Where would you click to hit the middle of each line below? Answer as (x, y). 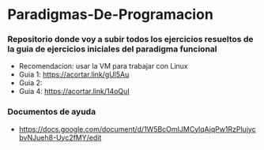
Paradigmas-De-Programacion (111, 15)
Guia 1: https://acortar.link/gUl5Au (74, 75)
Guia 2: (30, 83)
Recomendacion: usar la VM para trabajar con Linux (103, 66)
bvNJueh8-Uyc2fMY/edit (60, 137)
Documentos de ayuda (52, 112)
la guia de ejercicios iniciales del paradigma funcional (113, 49)
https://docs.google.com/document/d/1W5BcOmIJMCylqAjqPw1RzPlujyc (137, 129)
